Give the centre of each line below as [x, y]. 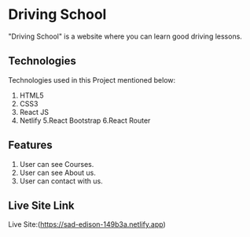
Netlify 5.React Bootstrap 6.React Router [85, 120]
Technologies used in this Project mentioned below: [92, 80]
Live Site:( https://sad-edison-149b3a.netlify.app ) [87, 224]
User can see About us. [57, 172]
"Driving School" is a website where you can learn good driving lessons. [125, 36]
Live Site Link [41, 205]
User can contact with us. [61, 181]
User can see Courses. [57, 164]
